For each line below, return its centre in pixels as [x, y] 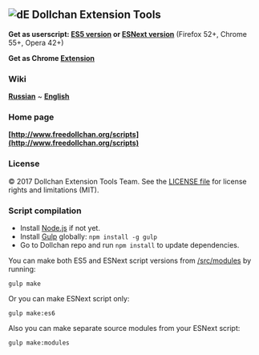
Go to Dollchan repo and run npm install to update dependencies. [129, 245]
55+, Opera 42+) [36, 42]
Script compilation [45, 211]
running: [22, 269]
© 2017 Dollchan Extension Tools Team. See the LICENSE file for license [127, 181]
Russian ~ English [39, 96]
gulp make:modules [39, 343]
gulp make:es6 [32, 313]
